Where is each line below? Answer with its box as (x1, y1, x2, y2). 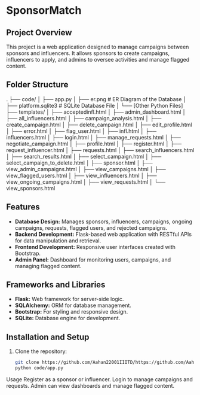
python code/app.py (14, 365, 64, 371)
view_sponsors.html (6, 184, 56, 192)
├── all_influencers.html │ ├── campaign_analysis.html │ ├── (6, 114, 162, 121)
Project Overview (6, 28, 72, 38)
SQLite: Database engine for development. (14, 315, 121, 322)
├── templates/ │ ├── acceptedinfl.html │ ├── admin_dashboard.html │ (6, 108, 186, 116)
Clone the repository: (14, 348, 67, 355)
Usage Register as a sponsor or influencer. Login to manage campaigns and (6, 376, 193, 383)
